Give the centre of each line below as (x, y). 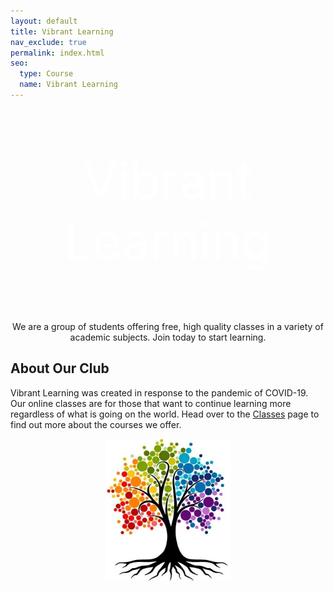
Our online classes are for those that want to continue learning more (151, 403)
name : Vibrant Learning (68, 85)
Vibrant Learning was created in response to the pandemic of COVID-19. (159, 392)
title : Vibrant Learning (62, 31)
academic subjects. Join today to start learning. (168, 337)
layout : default (44, 21)
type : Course (46, 74)
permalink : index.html (57, 53)
